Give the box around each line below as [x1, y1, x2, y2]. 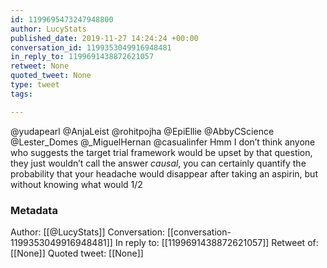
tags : [10, 89, 33, 99]
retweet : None [10, 61, 70, 71]
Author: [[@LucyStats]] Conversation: [10, 226, 166, 238]
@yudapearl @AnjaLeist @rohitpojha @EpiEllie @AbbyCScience [10, 125, 275, 137]
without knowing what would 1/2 [10, 178, 143, 190]
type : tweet [10, 80, 60, 90]
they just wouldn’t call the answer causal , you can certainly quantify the [10, 157, 307, 169]
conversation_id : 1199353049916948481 [10, 42, 172, 53]
